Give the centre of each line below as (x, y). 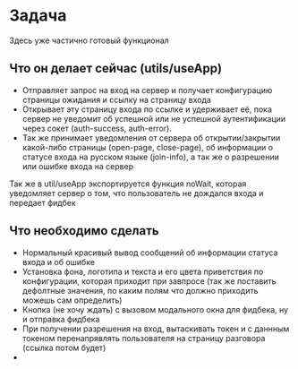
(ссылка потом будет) (64, 348)
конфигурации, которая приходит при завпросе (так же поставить (149, 281)
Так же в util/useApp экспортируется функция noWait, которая (128, 184)
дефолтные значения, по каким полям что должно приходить (140, 290)
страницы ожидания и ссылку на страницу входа (117, 99)
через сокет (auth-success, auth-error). (97, 128)
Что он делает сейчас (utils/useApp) (115, 69)
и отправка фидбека (61, 319)
